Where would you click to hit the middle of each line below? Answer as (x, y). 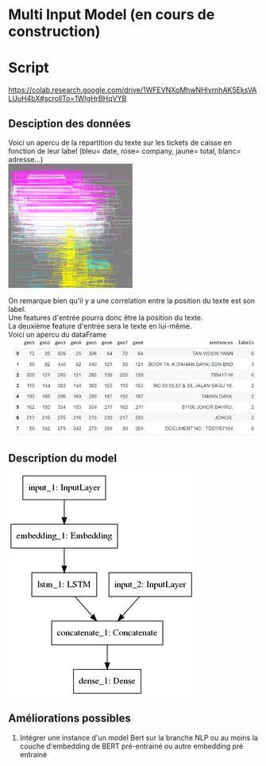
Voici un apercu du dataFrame (58, 334)
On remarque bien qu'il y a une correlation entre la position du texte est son (132, 301)
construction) (54, 31)
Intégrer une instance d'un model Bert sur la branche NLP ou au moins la (139, 737)
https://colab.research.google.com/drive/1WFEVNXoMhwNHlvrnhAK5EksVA (133, 90)
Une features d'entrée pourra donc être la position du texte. (106, 317)
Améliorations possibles (69, 719)
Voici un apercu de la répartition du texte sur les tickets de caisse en (120, 142)
